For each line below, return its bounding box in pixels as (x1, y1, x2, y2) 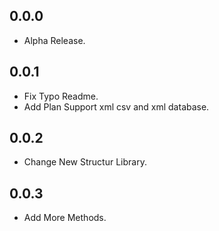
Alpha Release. (23, 34, 86, 46)
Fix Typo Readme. (23, 90, 99, 102)
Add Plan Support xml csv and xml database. (23, 100, 210, 113)
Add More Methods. (23, 212, 107, 224)
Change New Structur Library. (23, 156, 147, 168)
